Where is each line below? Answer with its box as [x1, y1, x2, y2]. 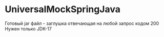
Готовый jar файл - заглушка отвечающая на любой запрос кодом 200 [5, 20, 159, 26]
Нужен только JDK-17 [5, 25, 52, 31]
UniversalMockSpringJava [5, 4, 121, 15]
